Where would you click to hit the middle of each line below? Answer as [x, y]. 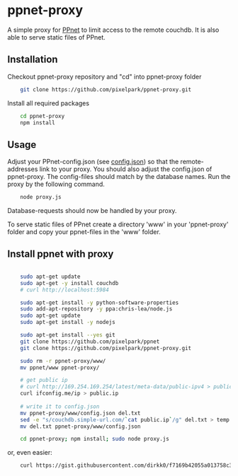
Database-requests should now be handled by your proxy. [92, 211]
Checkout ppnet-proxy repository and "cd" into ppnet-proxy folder [104, 76]
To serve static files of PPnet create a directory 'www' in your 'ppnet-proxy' [118, 224]
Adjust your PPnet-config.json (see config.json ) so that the [93, 162]
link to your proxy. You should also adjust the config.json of [126, 169]
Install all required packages [49, 103]
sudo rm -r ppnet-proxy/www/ [63, 361]
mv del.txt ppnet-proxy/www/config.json [80, 426]
